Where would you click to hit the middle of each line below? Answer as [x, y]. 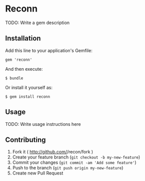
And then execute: [24, 69]
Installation [23, 38]
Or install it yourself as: [29, 87]
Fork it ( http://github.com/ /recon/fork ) [53, 152]
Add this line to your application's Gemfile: [49, 50]
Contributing [25, 140]
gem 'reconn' [19, 60]
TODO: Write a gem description [37, 23]
